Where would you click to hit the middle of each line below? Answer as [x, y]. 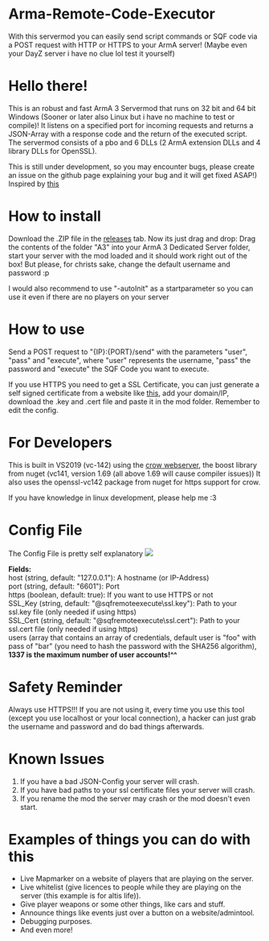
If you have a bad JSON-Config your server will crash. [109, 781]
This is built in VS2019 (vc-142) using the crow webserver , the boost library [133, 464]
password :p [29, 272]
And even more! [46, 930]
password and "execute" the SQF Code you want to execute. [109, 369]
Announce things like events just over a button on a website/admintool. [137, 913]
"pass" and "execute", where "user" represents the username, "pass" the [130, 360]
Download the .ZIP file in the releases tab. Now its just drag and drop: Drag [132, 238]
